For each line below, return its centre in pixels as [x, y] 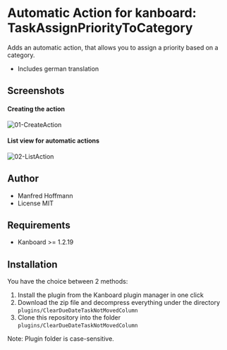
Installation [32, 264]
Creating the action [36, 109]
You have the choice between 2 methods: [68, 282]
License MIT [36, 203]
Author [23, 179]
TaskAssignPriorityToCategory [100, 28]
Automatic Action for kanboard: [102, 13]
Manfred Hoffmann [45, 195]
